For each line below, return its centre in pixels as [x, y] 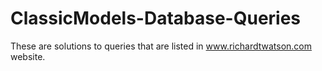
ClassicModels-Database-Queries [156, 18]
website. [28, 56]
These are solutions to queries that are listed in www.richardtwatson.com [161, 46]
